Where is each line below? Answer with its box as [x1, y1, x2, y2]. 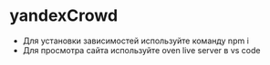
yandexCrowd [9, 5, 119, 26]
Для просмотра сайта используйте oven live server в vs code [22, 44, 261, 55]
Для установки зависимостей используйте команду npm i [22, 35, 249, 46]
